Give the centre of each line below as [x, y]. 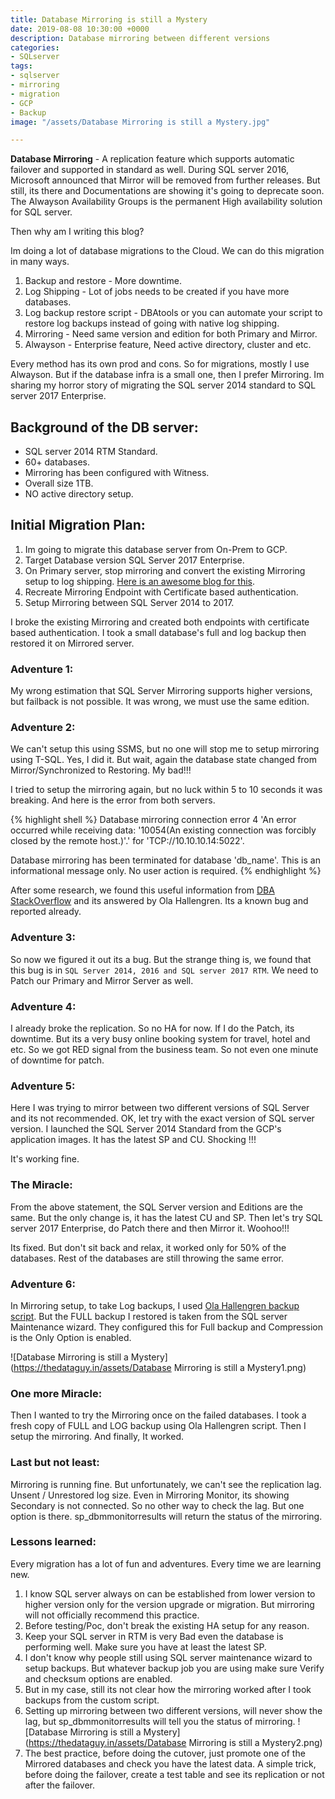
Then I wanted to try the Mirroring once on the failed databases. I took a [158, 1415]
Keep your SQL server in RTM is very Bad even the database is [154, 1636]
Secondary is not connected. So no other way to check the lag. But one [157, 1505]
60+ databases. [57, 462]
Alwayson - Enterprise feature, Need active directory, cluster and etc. [168, 345]
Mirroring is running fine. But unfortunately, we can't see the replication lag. [166, 1484]
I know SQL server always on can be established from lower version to [170, 1593]
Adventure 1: [42, 669]
